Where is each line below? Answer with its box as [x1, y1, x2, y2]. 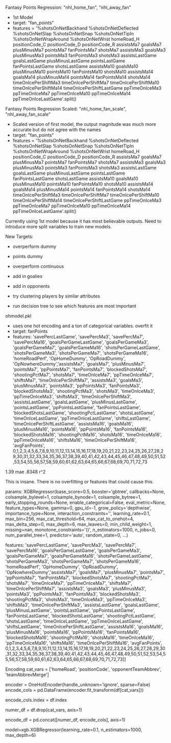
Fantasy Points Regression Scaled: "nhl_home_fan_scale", [5, 106, 127, 112]
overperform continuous [12, 263, 64, 269]
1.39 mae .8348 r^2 [5, 469, 46, 475]
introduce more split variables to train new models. [5, 224, 112, 229]
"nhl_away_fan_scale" [5, 111, 51, 117]
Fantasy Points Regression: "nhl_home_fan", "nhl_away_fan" [5, 5, 131, 10]
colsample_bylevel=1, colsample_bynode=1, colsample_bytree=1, [5, 494, 142, 500]
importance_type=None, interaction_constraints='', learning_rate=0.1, [5, 511, 151, 516]
